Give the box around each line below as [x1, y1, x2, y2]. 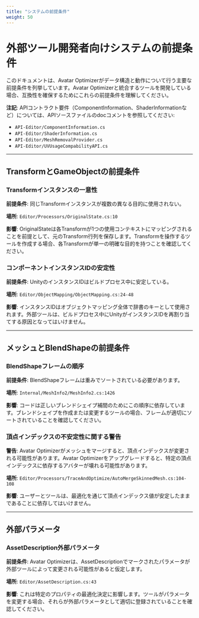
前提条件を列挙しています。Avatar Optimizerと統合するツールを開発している [6, 84, 191, 92]
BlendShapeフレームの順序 [6, 362, 84, 370]
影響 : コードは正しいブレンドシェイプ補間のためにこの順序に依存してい [6, 402, 181, 409]
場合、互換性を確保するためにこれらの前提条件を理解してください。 [6, 92, 172, 99]
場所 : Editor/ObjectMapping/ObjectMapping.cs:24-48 [6, 291, 134, 298]
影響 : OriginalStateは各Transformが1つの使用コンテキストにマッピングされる [6, 225, 192, 232]
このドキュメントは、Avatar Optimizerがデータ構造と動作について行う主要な [6, 77, 192, 84]
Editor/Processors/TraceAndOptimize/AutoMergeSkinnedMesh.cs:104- [19, 475, 187, 482]
